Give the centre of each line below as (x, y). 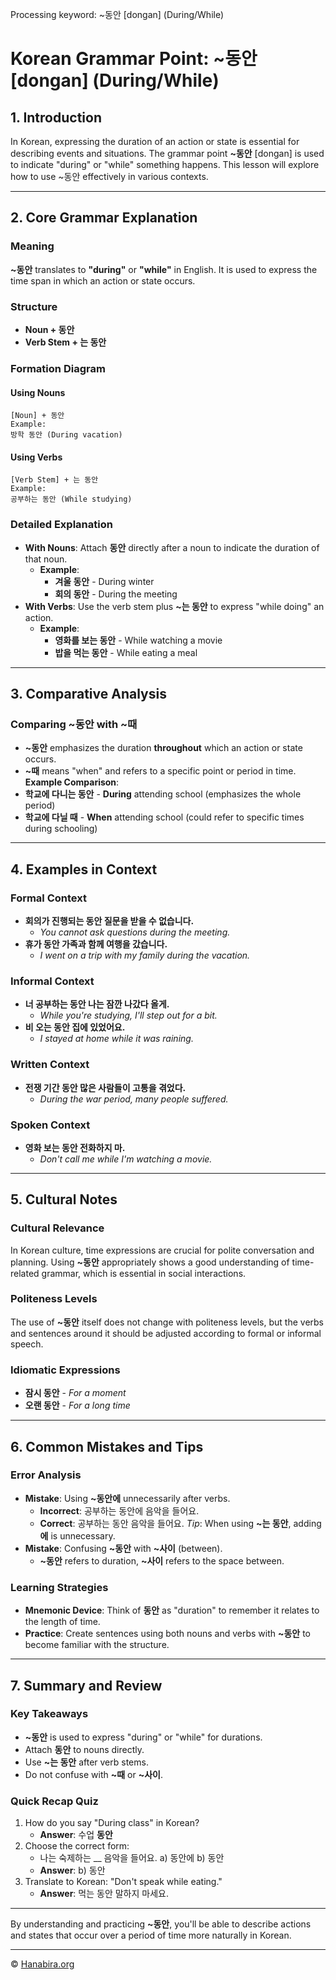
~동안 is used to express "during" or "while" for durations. (143, 1737)
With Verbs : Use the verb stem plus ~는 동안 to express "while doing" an (174, 606)
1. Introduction (56, 117)
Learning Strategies (59, 1587)
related (25, 1273)
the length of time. (62, 1622)
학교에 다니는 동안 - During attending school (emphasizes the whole (163, 794)
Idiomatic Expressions (65, 1370)
